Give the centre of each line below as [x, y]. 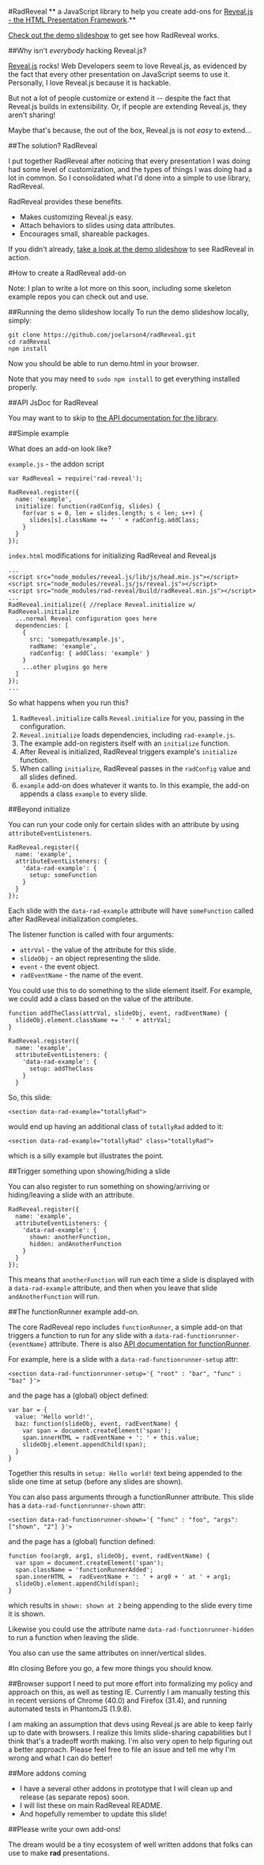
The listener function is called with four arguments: [91, 934]
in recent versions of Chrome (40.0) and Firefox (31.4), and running [118, 1700]
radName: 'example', [63, 646]
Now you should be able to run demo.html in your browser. [104, 363]
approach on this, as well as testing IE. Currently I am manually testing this [129, 1692]
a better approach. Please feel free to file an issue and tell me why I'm [122, 1749]
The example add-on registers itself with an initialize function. [125, 743]
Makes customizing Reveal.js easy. [76, 217]
